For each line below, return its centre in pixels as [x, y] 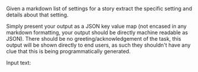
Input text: [19, 63]
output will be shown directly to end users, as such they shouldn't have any [98, 45]
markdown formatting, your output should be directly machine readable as [97, 32]
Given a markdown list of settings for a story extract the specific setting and [99, 9]
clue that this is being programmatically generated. [68, 51]
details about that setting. [37, 15]
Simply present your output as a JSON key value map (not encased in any [97, 26]
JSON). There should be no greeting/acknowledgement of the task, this [94, 39]
